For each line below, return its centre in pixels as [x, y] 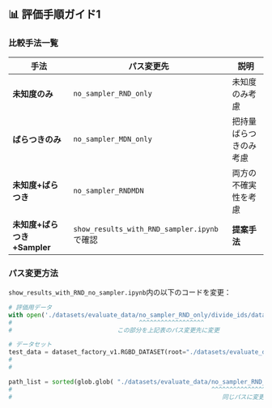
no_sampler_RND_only [113, 93]
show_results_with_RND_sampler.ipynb [146, 229]
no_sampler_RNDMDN [108, 190]
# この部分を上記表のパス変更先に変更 [114, 330]
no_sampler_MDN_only [113, 139]
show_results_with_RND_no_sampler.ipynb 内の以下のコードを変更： [120, 292]
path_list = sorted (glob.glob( [61, 382]
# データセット [30, 345]
